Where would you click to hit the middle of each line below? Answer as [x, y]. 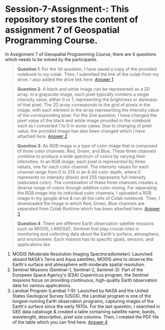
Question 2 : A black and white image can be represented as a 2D [83, 89]
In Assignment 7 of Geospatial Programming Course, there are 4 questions [81, 54]
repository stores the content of [72, 19]
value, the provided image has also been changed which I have [81, 131]
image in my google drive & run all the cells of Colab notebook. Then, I [88, 198]
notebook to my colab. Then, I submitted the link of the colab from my [88, 74]
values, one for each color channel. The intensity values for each [83, 167]
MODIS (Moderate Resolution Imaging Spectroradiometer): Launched [82, 254]
